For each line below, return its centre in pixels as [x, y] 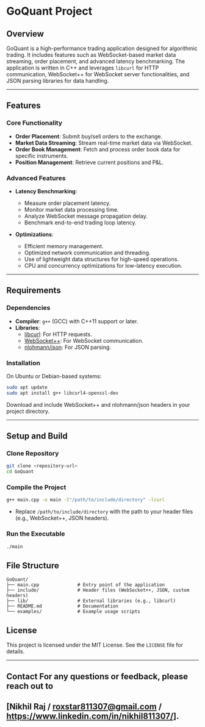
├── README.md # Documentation [63, 606]
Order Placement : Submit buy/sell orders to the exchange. [89, 136]
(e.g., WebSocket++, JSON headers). [62, 518]
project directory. [28, 411]
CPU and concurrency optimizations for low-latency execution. [103, 265]
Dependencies [28, 308]
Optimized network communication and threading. [87, 252]
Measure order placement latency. [67, 203]
